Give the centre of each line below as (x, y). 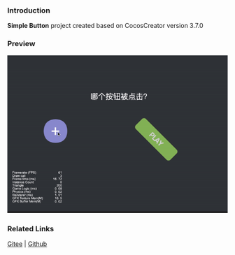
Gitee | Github (27, 244)
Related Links (31, 228)
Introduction (29, 10)
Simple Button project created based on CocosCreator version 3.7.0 (105, 26)
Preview (21, 44)
